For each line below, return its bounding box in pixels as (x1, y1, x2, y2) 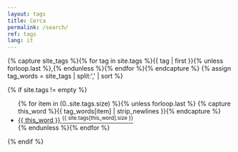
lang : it (7, 37, 33, 44)
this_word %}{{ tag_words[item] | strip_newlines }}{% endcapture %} (17, 107, 221, 116)
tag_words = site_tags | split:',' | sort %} (7, 72, 123, 81)
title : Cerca (7, 17, 46, 24)
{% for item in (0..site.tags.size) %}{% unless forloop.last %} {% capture (17, 99, 232, 108)
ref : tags (7, 30, 37, 38)
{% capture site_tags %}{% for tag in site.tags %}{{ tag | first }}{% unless (7, 56, 224, 65)
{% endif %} (7, 137, 44, 146)
